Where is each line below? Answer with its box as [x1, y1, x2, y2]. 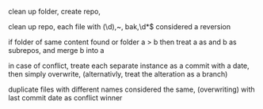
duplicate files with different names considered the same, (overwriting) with [8, 85, 255, 94]
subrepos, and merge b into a [8, 46, 105, 54]
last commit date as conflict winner [8, 93, 123, 102]
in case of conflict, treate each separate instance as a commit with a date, [8, 61, 250, 70]
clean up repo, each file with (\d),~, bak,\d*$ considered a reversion [8, 22, 231, 31]
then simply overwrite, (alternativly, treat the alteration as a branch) [8, 70, 228, 78]
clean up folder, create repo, [8, 7, 101, 16]
